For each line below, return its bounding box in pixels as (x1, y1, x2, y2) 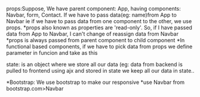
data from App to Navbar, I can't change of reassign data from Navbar (6, 30, 179, 37)
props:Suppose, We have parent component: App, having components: (6, 5, 181, 12)
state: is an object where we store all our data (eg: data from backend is (6, 61, 183, 68)
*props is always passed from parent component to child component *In (6, 37, 185, 43)
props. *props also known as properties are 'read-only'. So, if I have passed (6, 24, 193, 31)
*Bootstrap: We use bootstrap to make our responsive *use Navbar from (6, 79, 185, 86)
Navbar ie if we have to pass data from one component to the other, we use (6, 18, 192, 24)
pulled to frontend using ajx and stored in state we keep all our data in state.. (6, 67, 195, 74)
